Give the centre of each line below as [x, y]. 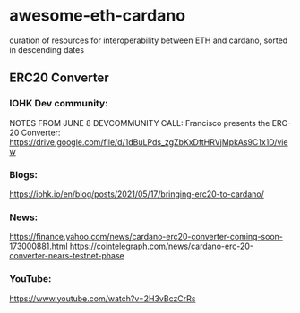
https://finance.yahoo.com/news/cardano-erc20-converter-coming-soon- [146, 237]
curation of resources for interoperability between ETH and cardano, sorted [149, 40]
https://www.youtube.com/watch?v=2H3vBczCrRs [103, 298]
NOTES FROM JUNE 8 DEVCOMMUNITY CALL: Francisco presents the [140, 123]
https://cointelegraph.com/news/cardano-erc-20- [162, 246]
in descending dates [47, 49]
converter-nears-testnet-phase [67, 256]
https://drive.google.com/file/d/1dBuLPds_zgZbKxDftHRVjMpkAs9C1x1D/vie [149, 142]
